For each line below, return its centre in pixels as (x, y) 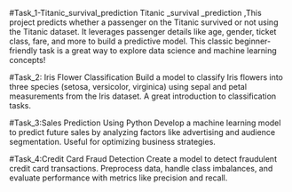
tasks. (20, 105)
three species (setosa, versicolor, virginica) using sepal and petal (128, 87)
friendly (24, 51)
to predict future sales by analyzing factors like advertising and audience (142, 132)
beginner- (253, 41)
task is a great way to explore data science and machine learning (158, 51)
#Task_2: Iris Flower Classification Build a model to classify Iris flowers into (146, 77)
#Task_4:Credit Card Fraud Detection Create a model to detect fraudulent (143, 159)
